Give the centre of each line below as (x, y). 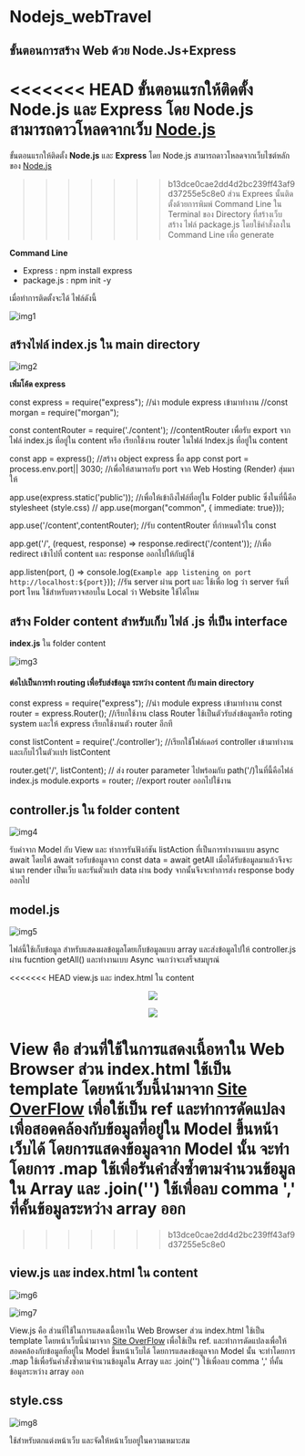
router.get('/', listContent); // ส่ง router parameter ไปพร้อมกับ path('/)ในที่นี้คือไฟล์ (152, 770)
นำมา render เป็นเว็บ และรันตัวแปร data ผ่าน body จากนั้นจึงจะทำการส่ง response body (152, 870)
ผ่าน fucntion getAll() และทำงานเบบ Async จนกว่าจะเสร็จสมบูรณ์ (115, 959)
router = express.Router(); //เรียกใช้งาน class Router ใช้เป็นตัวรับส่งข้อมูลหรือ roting (151, 714)
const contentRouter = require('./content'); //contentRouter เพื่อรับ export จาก (150, 430)
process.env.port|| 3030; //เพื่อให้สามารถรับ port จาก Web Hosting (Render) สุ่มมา (152, 469)
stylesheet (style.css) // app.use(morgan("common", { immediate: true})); (147, 508)
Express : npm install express (77, 270)
